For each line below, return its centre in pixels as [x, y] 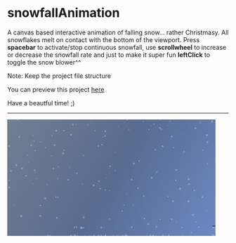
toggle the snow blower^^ [44, 62]
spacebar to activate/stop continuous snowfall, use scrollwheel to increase [117, 47]
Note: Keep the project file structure [59, 76]
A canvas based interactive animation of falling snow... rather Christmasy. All [118, 32]
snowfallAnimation [64, 13]
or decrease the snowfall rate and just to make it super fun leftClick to [109, 55]
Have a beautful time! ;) [41, 103]
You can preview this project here [56, 89]
